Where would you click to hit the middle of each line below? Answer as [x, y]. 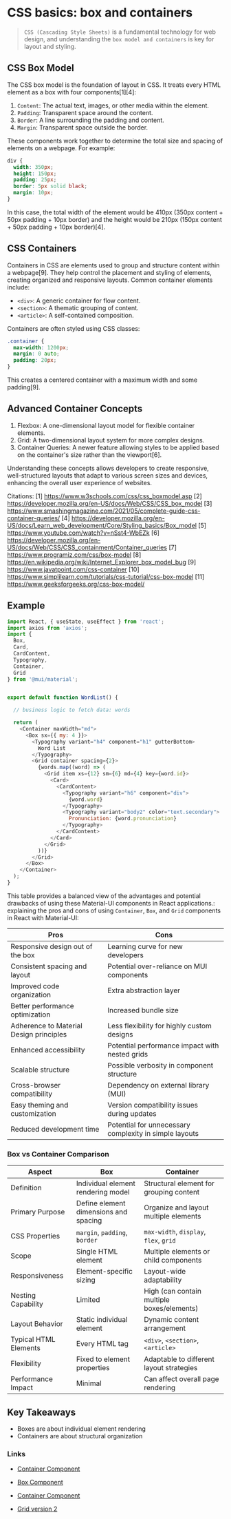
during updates [132, 1113]
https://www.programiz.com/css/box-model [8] [74, 554]
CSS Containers [42, 248]
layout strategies [171, 1368]
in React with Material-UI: [43, 917]
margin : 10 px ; [33, 193]
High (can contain [173, 1292]
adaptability [163, 1280]
